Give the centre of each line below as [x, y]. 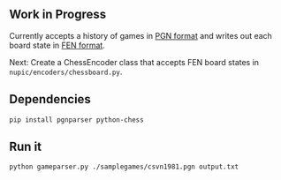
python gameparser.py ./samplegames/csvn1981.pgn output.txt [124, 167]
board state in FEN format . [57, 45]
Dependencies [50, 99]
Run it [26, 147]
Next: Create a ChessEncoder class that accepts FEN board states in [134, 62]
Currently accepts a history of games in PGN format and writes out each [140, 35]
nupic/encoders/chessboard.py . [66, 71]
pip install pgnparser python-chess [76, 120]
